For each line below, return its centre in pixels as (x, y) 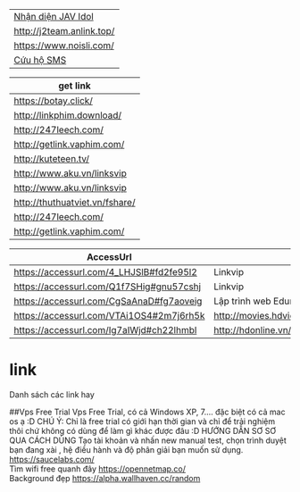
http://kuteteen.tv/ (52, 158)
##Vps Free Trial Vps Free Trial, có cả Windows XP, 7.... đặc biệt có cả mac (147, 412)
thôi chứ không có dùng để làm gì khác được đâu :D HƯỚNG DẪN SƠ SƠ (143, 430)
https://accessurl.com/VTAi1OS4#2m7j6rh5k (109, 316)
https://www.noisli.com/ (64, 46)
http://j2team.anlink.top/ (64, 31)
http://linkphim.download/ (68, 115)
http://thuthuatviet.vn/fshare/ (75, 202)
